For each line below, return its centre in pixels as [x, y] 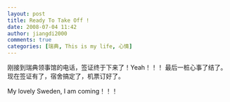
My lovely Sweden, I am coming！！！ [63, 91]
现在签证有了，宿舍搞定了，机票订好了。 [66, 76]
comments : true [30, 40]
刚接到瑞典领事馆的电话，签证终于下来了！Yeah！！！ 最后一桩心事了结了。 [117, 67]
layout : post [26, 14]
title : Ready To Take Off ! [49, 20]
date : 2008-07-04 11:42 [42, 27]
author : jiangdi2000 [38, 33]
